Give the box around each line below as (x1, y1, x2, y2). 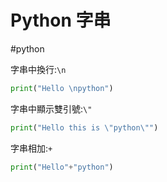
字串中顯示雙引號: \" (10, 102, 93, 115)
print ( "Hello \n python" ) (10, 83, 114, 93)
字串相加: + (10, 142, 53, 154)
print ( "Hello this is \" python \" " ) (10, 122, 159, 133)
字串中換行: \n (10, 63, 67, 75)
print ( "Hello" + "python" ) (10, 162, 114, 172)
